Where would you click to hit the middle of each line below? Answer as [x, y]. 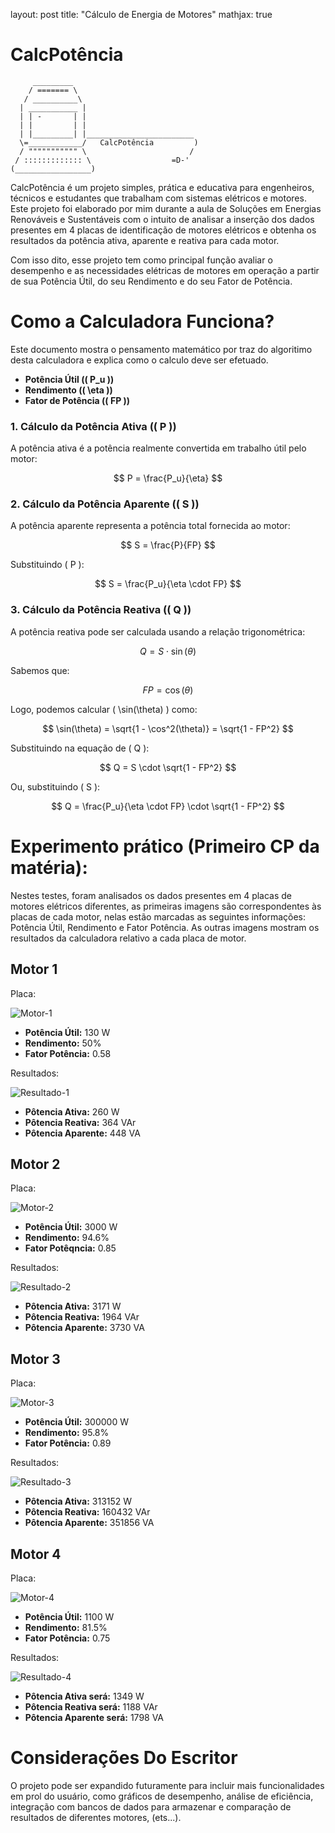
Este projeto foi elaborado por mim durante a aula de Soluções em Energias [166, 208]
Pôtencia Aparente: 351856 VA [89, 1523]
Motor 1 [34, 969]
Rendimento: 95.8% [67, 1433]
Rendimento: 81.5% [66, 1627]
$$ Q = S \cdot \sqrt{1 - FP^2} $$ [168, 767]
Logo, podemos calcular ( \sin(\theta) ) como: [104, 709]
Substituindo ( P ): [47, 565]
